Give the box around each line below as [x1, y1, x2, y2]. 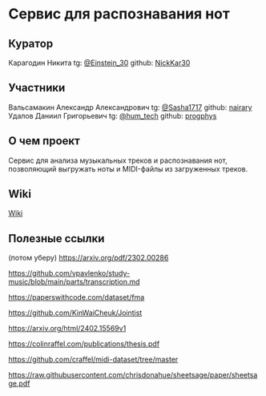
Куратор [8, 37, 54, 51]
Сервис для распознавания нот [8, 5, 230, 23]
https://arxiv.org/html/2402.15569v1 [8, 324, 127, 333]
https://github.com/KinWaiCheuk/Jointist [8, 308, 143, 317]
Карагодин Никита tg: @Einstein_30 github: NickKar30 [8, 58, 191, 67]
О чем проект [8, 134, 80, 148]
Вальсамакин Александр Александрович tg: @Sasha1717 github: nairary [8, 102, 252, 112]
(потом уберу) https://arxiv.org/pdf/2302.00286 [8, 253, 169, 263]
